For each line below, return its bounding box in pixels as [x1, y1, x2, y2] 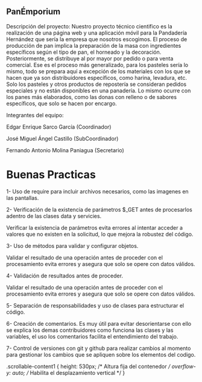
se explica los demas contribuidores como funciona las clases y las [6, 326, 174, 334]
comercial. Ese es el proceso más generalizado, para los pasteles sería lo [6, 61, 189, 68]
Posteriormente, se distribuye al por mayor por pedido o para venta [6, 54, 174, 62]
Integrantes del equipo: [6, 111, 65, 118]
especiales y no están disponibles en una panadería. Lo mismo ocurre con [6, 86, 191, 94]
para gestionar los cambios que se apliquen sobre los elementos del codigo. [6, 351, 196, 358]
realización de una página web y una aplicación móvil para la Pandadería [6, 29, 188, 36]
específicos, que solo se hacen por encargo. [6, 100, 118, 107]
